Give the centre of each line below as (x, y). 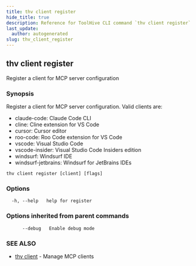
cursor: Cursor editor (41, 131)
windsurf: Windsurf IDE (44, 157)
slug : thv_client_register (40, 39)
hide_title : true (28, 17)
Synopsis (20, 93)
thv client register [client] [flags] (54, 174)
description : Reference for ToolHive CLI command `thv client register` (99, 23)
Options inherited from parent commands (68, 216)
